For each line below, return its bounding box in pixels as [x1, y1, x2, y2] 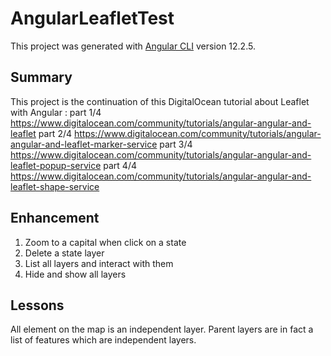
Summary [10, 69, 73, 86]
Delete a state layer [24, 247, 105, 259]
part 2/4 [38, 127, 73, 139]
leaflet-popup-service [10, 159, 102, 171]
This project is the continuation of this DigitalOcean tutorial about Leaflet [10, 95, 310, 107]
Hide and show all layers [24, 268, 127, 280]
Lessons [10, 297, 65, 314]
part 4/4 [103, 159, 137, 171]
